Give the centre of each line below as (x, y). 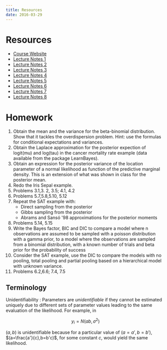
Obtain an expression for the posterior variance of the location (78, 164)
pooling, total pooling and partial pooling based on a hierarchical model (87, 261)
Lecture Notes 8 (30, 97)
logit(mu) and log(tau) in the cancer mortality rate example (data (80, 153)
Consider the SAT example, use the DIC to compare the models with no (87, 255)
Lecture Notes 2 (30, 64)
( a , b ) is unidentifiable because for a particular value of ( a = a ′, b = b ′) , (79, 332)
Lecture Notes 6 (30, 86)
